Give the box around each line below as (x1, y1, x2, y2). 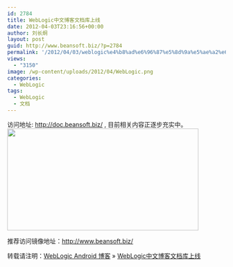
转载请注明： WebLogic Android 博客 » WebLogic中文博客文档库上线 (7, 251, 201, 260)
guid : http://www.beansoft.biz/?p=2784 (7, 42, 123, 49)
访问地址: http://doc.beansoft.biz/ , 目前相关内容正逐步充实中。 (7, 120, 187, 128)
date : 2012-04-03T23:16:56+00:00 (7, 23, 104, 30)
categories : (7, 74, 42, 82)
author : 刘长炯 (7, 29, 48, 37)
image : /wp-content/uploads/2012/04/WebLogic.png (7, 68, 154, 75)
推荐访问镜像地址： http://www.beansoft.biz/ (7, 236, 134, 245)
